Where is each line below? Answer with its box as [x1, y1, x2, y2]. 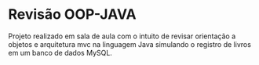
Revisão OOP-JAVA [8, 5, 137, 23]
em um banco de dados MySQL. [8, 48, 112, 57]
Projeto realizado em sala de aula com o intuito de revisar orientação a [8, 31, 236, 41]
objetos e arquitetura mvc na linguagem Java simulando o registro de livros [8, 39, 251, 49]
